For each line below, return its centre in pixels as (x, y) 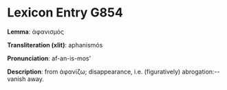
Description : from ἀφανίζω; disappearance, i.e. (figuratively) (94, 71)
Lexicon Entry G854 (65, 13)
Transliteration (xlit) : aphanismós (55, 45)
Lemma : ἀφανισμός (35, 32)
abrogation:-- (201, 71)
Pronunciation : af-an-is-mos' (49, 58)
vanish (17, 79)
